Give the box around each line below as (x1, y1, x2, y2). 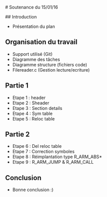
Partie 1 (5, 82, 29, 90)
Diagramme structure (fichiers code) (12, 62, 88, 68)
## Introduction (5, 14, 37, 19)
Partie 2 (5, 130, 30, 139)
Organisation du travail (5, 38, 78, 46)
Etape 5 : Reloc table (12, 115, 55, 121)
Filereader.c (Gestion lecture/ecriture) (12, 67, 90, 73)
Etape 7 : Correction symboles (12, 149, 75, 155)
